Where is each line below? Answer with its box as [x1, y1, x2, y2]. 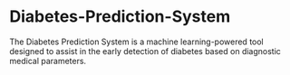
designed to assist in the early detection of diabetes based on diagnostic [9, 45, 281, 56]
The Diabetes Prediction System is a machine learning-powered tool [9, 36, 265, 47]
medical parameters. [9, 55, 87, 66]
